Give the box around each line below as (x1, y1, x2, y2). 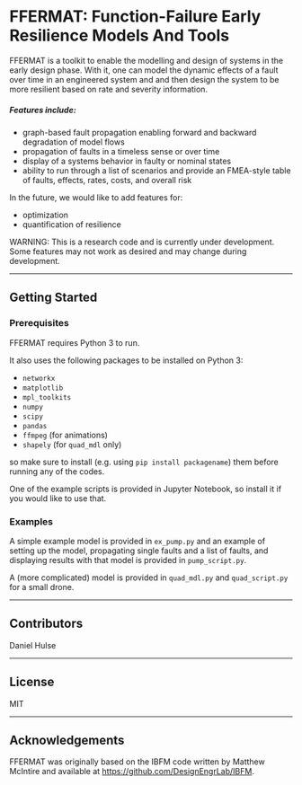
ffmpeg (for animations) (22, 429, 108, 440)
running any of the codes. (9, 465, 105, 477)
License (9, 675, 55, 690)
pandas (22, 421, 48, 430)
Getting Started (9, 290, 98, 305)
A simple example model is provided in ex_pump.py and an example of (9, 535, 266, 546)
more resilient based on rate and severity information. (9, 84, 209, 94)
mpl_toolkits (22, 392, 72, 401)
